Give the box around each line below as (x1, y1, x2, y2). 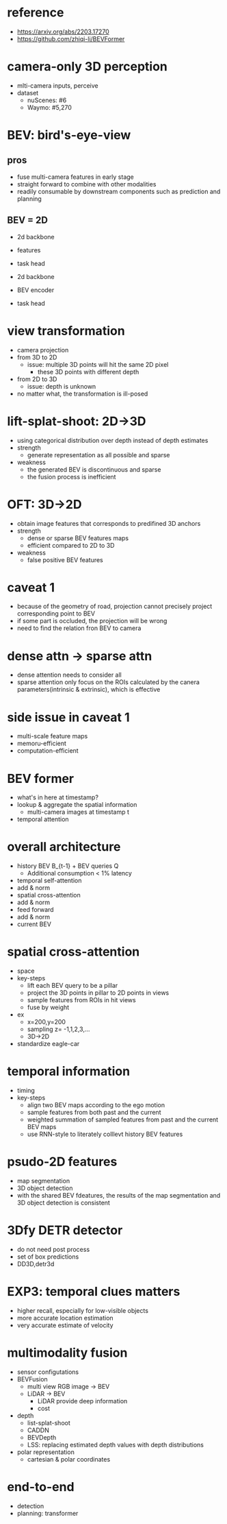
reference (7, 5, 64, 21)
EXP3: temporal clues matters (7, 1284, 181, 1300)
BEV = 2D (7, 215, 48, 226)
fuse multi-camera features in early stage (16, 173, 135, 181)
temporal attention (16, 815, 70, 823)
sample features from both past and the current (27, 1109, 161, 1117)
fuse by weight (27, 1003, 70, 1012)
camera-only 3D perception (7, 59, 168, 75)
